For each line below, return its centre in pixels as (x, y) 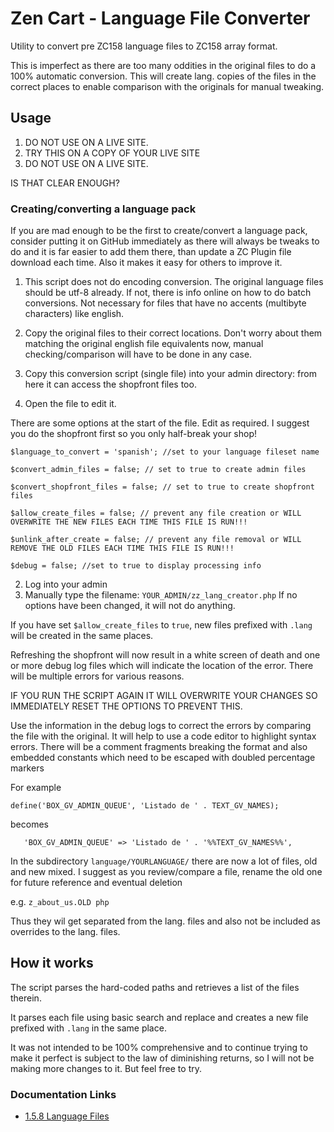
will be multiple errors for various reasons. (97, 676)
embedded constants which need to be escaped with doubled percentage (163, 758)
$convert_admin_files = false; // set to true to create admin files (158, 470)
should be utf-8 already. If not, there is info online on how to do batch (168, 293)
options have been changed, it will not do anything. (130, 606)
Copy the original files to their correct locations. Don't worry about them (173, 333)
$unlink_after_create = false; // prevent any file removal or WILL (156, 540)
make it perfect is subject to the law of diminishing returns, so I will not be (162, 1058)
